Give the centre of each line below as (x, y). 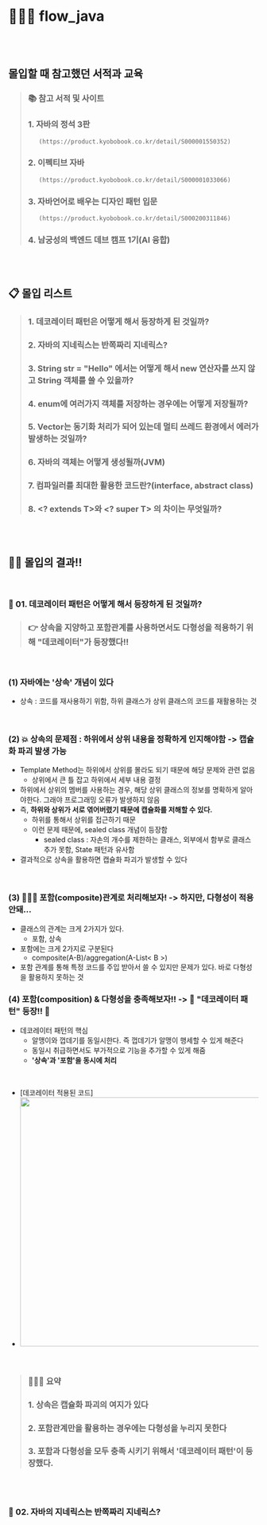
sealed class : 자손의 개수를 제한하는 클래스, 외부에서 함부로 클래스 (147, 839)
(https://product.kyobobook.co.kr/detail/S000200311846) (135, 218)
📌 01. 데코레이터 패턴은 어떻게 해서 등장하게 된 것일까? (105, 604)
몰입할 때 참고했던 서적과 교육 (76, 74)
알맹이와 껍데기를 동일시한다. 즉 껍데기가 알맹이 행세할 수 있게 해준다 (137, 1040)
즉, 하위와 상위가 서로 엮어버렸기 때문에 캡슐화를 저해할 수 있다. (116, 810)
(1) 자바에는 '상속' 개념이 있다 (61, 682)
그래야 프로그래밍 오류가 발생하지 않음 (102, 800)
